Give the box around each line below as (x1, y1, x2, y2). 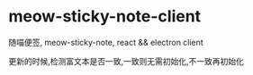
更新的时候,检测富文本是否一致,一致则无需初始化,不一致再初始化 (8, 55, 245, 66)
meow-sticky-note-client (8, 6, 202, 27)
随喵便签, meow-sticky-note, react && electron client (8, 37, 203, 47)
